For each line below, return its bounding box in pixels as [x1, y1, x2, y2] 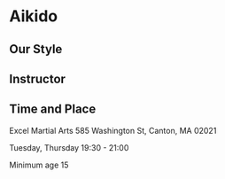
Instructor [9, 71, 66, 86]
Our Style [9, 42, 63, 57]
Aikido [9, 6, 58, 27]
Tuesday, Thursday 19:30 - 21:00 [9, 142, 129, 152]
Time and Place [9, 102, 97, 117]
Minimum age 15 [9, 160, 69, 170]
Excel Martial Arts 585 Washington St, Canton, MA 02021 [9, 125, 217, 136]
